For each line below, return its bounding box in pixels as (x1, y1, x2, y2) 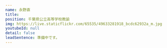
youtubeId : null (5, 26, 40, 31)
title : (5, 12, 19, 17)
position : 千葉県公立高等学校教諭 (5, 16, 70, 21)
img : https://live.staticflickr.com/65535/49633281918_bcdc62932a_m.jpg (5, 21, 162, 26)
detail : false (5, 30, 36, 35)
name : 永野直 (5, 7, 30, 12)
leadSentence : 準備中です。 (5, 35, 60, 40)
